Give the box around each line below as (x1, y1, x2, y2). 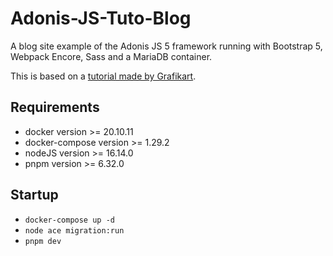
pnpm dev (24, 236, 62, 246)
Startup (10, 187, 59, 204)
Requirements (10, 99, 100, 116)
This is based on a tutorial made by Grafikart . (10, 70, 197, 82)
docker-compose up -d (24, 215, 115, 225)
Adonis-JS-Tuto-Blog (10, 7, 192, 30)
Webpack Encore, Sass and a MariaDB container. (10, 50, 213, 62)
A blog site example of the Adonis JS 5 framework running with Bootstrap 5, (10, 40, 323, 52)
